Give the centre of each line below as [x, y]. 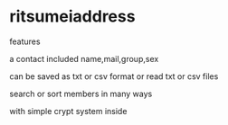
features [25, 41]
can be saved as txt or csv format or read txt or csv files [114, 76]
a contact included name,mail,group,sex [84, 58]
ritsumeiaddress [72, 17]
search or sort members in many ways [81, 94]
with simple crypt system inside [68, 111]
